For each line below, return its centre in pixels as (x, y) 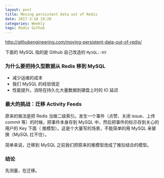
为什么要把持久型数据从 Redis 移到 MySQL (55, 66)
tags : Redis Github (25, 28)
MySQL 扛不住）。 (31, 134)
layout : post (18, 10)
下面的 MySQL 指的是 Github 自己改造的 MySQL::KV (56, 52)
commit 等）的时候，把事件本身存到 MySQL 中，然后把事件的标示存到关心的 (82, 122)
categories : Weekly (25, 23)
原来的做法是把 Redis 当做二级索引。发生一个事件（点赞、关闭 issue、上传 (80, 116)
